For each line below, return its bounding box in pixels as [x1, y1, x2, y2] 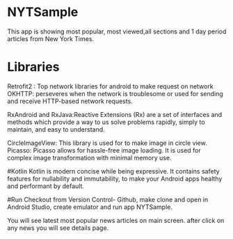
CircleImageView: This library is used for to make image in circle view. [7, 139, 207, 147]
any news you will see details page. [7, 224, 109, 232]
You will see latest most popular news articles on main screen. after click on [7, 216, 225, 224]
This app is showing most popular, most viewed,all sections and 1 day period [7, 27, 227, 36]
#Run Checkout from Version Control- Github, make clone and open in [7, 195, 209, 203]
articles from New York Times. [7, 34, 95, 43]
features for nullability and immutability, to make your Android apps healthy [7, 174, 223, 183]
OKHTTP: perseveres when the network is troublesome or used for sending [7, 89, 224, 98]
